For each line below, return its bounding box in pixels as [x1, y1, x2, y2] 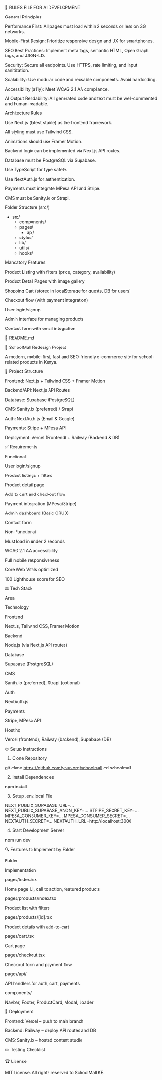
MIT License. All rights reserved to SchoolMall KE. [5, 1070, 105, 1075]
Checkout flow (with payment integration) [5, 297, 88, 303]
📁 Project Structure [5, 368, 43, 374]
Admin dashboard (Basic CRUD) [5, 510, 69, 516]
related [5, 359, 19, 365]
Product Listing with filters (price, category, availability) [5, 269, 115, 275]
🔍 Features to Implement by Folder [5, 847, 75, 852]
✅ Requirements [5, 444, 38, 450]
